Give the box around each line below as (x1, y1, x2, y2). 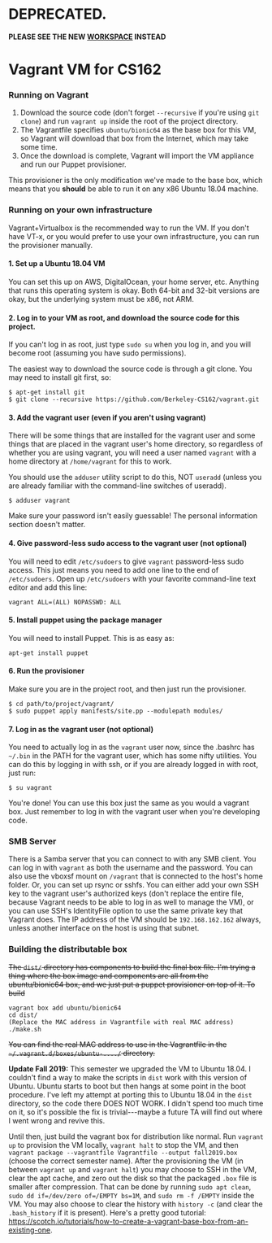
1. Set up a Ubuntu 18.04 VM (8, 259, 106, 268)
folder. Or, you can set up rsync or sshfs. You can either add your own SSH (8, 880, 260, 890)
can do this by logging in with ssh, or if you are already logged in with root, (8, 760, 258, 770)
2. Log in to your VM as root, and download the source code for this (8, 312, 240, 322)
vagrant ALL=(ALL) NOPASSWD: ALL (8, 598, 122, 606)
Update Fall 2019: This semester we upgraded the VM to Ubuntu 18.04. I (8, 1063, 252, 1074)
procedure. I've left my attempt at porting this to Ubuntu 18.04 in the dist (8, 1089, 253, 1099)
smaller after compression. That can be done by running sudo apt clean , (8, 1181, 252, 1192)
